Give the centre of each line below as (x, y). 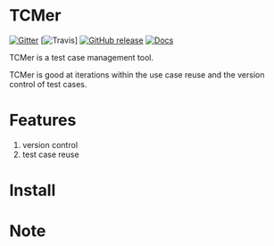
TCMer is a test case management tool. (82, 57)
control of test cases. (48, 84)
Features (43, 120)
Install (33, 190)
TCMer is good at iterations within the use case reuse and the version (137, 74)
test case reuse (50, 154)
